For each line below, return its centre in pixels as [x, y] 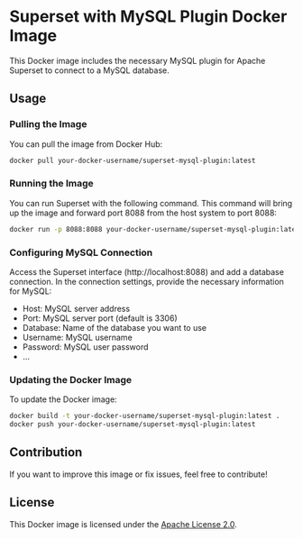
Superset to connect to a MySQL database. [89, 70]
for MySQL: [31, 291]
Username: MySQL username [77, 337]
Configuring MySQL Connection [81, 252]
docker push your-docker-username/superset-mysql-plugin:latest [133, 425]
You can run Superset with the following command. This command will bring [151, 203]
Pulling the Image [48, 124]
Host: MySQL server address [76, 308]
